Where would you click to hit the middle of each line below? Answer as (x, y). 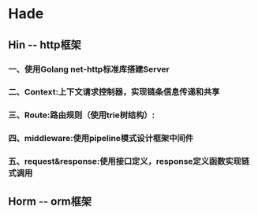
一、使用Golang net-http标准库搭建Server (89, 69)
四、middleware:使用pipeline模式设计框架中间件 (101, 139)
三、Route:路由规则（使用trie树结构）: (82, 115)
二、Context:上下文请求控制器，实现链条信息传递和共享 (114, 92)
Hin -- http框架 (45, 44)
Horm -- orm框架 (50, 201)
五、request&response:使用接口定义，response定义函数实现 (125, 161)
